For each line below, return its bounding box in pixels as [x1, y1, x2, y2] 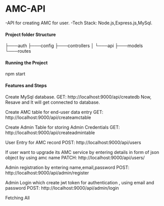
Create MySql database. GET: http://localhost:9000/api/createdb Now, [5, 94, 151, 100]
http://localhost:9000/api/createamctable [5, 114, 91, 120]
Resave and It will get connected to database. [5, 99, 100, 105]
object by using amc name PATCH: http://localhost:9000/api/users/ [5, 154, 145, 160]
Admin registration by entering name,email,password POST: [5, 164, 130, 170]
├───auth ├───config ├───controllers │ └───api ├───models [5, 43, 143, 49]
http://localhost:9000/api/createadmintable [5, 130, 95, 136]
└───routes [5, 48, 31, 54]
